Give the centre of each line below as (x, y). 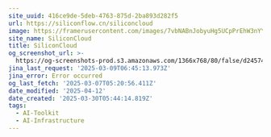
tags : (17, 106)
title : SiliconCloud (43, 46)
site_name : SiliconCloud (50, 38)
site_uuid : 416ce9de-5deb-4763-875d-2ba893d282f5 (94, 16)
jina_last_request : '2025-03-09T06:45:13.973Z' (90, 68)
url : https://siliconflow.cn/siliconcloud (81, 23)
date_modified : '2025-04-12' (57, 91)
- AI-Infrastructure (50, 121)
